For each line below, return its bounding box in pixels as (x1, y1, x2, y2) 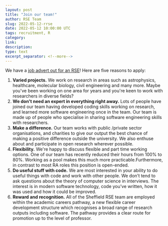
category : (5, 35, 26, 40)
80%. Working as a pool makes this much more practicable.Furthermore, (12, 157, 163, 163)
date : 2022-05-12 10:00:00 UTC (5, 26, 71, 31)
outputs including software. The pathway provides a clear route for (12, 210, 151, 216)
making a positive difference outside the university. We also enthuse (12, 135, 154, 141)
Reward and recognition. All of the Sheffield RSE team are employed (12, 194, 155, 200)
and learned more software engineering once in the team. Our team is (12, 109, 157, 115)
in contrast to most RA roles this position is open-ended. (12, 162, 129, 168)
